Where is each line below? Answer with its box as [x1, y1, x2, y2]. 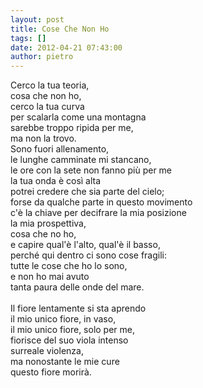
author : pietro [10, 52, 74, 62]
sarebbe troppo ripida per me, [10, 122, 134, 134]
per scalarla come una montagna [10, 111, 147, 123]
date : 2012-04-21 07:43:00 [10, 42, 123, 53]
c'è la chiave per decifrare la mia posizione [10, 207, 187, 219]
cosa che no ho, [10, 228, 77, 240]
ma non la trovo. [10, 132, 77, 145]
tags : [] [10, 33, 47, 43]
